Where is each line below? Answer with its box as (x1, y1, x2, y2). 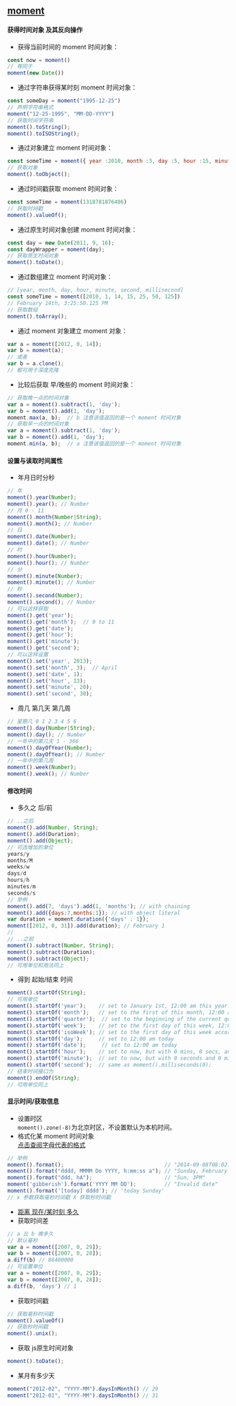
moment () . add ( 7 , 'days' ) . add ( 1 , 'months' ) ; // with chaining (7, 902, 190, 910)
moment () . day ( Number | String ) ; (7, 725, 96, 732)
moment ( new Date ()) (7, 70, 65, 77)
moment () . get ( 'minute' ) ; (7, 638, 80, 645)
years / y (7, 850, 30, 857)
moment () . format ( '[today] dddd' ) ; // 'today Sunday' (7, 1188, 165, 1195)
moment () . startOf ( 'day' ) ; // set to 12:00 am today (7, 1035, 174, 1043)
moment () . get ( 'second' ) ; (7, 645, 80, 652)
